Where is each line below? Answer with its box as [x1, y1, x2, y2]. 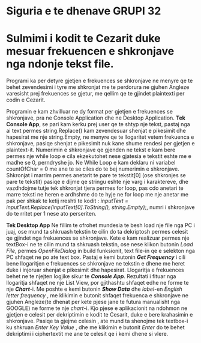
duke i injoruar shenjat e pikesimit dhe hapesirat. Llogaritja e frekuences [6, 266, 184, 274]
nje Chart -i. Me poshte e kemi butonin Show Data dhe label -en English [6, 285, 183, 293]
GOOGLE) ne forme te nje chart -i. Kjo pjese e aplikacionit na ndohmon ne [6, 305, 188, 312]
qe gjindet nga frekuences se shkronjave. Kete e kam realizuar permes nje [6, 234, 190, 241]
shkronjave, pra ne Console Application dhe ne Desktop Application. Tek [6, 114, 186, 121]
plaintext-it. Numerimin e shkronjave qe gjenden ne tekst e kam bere [6, 146, 176, 154]
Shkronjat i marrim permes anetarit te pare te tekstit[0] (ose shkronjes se [6, 172, 186, 179]
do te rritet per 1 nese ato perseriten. [6, 210, 97, 217]
